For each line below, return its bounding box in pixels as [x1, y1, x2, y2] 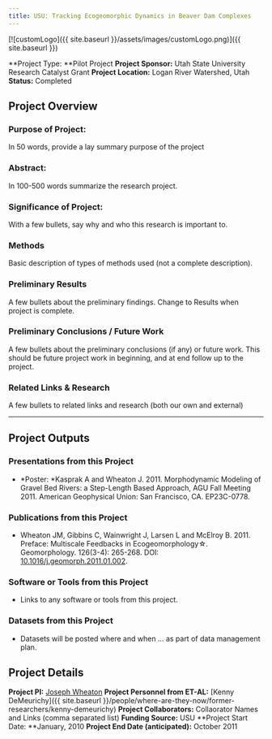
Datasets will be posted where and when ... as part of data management [19, 633, 261, 643]
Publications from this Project [8, 512, 128, 523]
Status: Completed [8, 76, 72, 85]
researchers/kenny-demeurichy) [8, 704, 117, 715]
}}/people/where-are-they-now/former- [102, 696, 235, 706]
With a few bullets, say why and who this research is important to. [8, 219, 228, 229]
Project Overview [8, 99, 98, 114]
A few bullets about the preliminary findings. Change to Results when [8, 297, 239, 307]
